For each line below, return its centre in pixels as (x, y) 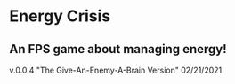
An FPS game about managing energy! (118, 49)
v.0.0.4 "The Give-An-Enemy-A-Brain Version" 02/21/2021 (116, 70)
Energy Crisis (60, 16)
